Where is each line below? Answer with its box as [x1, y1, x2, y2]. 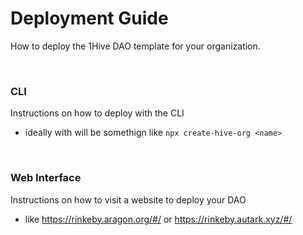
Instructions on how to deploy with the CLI [10, 107, 185, 119]
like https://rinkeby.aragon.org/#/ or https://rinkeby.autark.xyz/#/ [24, 213, 293, 225]
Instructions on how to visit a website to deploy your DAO [10, 193, 247, 206]
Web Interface [10, 171, 82, 185]
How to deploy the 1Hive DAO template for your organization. [10, 40, 261, 52]
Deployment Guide [10, 7, 169, 30]
